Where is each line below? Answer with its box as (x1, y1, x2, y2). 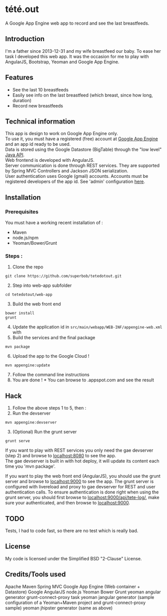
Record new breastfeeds (12, 102, 63, 109)
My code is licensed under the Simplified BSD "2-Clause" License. (5, 555, 142, 561)
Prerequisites (5, 208, 38, 215)
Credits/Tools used (5, 570, 66, 579)
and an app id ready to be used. (5, 141, 71, 147)
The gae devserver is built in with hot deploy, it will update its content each (5, 458, 159, 464)
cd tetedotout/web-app (5, 292, 52, 297)
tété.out (5, 4, 39, 15)
